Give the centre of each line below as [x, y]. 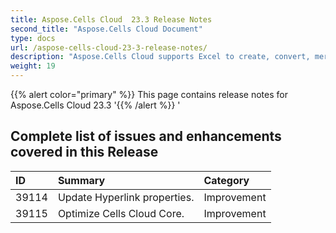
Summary [81, 180]
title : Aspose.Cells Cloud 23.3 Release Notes [111, 19]
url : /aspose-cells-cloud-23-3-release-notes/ [109, 47]
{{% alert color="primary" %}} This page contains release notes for [149, 94]
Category [226, 180]
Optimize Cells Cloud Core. [121, 213]
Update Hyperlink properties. [126, 197]
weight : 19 [33, 66]
